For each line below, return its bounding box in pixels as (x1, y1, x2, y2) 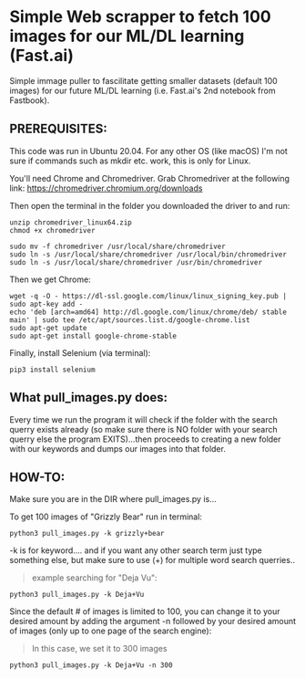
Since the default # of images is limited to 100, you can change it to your (9, 606, 280, 617)
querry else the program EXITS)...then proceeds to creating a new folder (9, 434, 281, 444)
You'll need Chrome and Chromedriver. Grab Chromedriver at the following (9, 172, 290, 183)
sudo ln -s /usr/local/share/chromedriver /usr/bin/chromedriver (9, 257, 262, 266)
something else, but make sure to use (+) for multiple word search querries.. (9, 555, 296, 566)
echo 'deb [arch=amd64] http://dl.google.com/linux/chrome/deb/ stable (9, 308, 287, 317)
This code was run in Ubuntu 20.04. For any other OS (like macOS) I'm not (9, 145, 289, 156)
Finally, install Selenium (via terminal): (9, 347, 151, 358)
